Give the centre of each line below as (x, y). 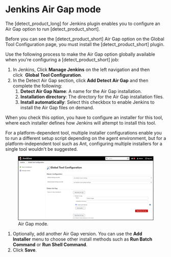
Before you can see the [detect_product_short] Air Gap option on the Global (85, 39)
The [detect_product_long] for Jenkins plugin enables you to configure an (83, 24)
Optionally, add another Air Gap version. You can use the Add (77, 234)
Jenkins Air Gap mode (53, 9)
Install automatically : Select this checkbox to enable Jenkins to (87, 102)
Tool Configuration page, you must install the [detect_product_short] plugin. (85, 44)
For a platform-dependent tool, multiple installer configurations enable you (84, 133)
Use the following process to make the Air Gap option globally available (80, 54)
